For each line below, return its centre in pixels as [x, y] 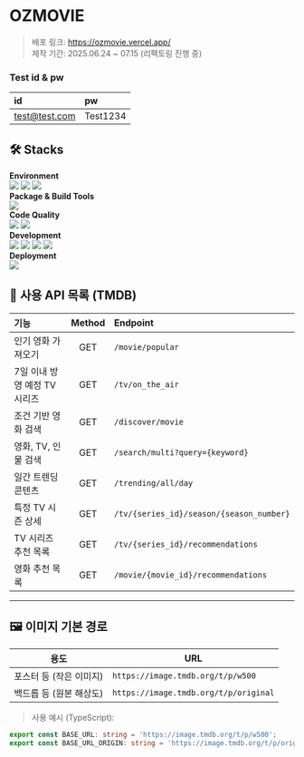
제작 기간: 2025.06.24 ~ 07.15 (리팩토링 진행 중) [117, 53]
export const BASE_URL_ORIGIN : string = [87, 743]
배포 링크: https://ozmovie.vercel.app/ [101, 42]
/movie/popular [147, 347]
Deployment [33, 256]
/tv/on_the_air [147, 384]
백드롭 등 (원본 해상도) [59, 693]
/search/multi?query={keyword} [181, 452]
